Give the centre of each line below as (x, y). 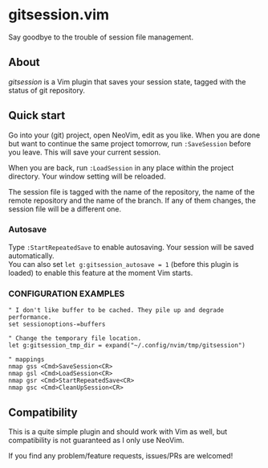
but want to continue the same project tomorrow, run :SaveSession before (130, 143)
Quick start (37, 115)
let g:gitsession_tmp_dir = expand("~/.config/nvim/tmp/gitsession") (127, 346)
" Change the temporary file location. (75, 339)
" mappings (26, 359)
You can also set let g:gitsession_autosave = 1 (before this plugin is (124, 264)
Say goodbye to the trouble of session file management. (101, 37)
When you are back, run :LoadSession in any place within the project (121, 167)
